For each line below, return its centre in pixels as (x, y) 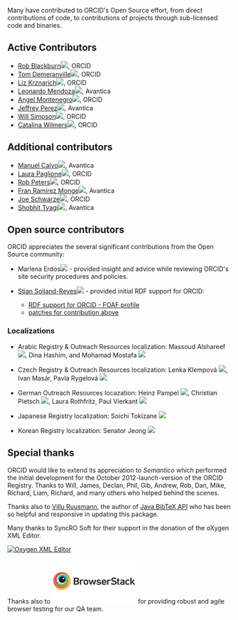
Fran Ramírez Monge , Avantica (66, 191)
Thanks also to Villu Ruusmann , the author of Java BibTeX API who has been (119, 506)
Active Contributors (52, 48)
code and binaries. (35, 25)
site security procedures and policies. (73, 277)
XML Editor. (24, 535)
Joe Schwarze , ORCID (54, 199)
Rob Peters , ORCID (49, 182)
